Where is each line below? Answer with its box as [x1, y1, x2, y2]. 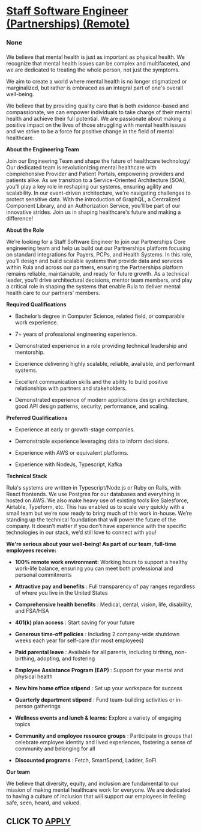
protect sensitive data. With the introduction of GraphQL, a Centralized [6, 195, 181, 202]
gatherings [34, 702, 61, 709]
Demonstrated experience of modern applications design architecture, [14, 396, 189, 403]
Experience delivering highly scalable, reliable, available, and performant [14, 360, 195, 367]
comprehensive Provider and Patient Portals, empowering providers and [6, 170, 185, 177]
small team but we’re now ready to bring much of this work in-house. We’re [6, 509, 192, 517]
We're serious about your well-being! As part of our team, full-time [6, 540, 176, 547]
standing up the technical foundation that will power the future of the [6, 515, 176, 523]
